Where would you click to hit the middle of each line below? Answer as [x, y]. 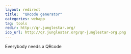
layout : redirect [23, 10]
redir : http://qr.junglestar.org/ [40, 28]
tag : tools [16, 23]
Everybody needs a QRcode [33, 46]
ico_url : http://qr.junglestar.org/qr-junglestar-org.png [65, 32]
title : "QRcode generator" [34, 14]
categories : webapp [25, 19]
